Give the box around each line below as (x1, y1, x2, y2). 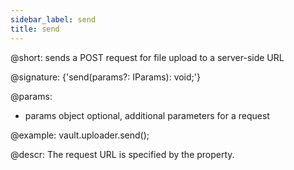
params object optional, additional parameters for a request (24, 109, 270, 121)
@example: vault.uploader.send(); (10, 129, 150, 141)
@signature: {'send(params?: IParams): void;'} (10, 71, 201, 83)
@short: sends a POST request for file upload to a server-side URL (10, 51, 285, 63)
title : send (10, 24, 60, 34)
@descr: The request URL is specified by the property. (10, 148, 235, 160)
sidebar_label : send (10, 14, 97, 25)
